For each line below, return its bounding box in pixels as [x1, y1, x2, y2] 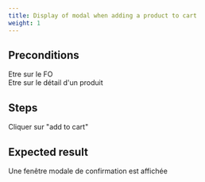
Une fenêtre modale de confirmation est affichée [8, 166, 168, 176]
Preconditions [8, 48, 79, 62]
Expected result [8, 145, 89, 159]
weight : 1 [8, 19, 41, 27]
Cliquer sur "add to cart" [8, 122, 89, 132]
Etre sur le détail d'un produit [8, 78, 103, 87]
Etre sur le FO [8, 69, 53, 79]
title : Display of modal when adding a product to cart [8, 11, 197, 20]
